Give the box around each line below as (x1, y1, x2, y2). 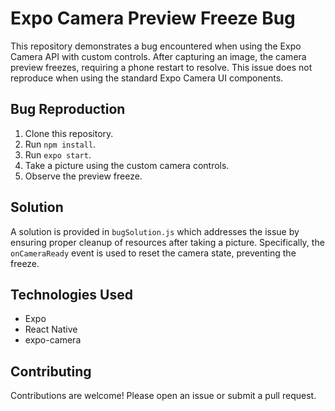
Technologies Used (10, 286, 133, 303)
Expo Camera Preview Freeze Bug (10, 7, 296, 30)
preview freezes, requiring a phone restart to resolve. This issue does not (10, 61, 313, 73)
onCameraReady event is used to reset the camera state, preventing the (10, 247, 297, 259)
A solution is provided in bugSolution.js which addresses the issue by (10, 225, 300, 237)
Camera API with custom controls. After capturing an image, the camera (10, 50, 307, 62)
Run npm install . (24, 138, 97, 150)
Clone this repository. (24, 127, 114, 139)
